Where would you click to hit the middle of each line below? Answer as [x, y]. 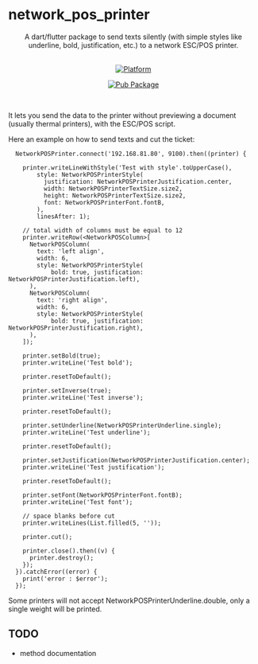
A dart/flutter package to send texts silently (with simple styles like [133, 37]
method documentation [58, 653]
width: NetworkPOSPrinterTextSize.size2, [113, 189]
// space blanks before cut [69, 516]
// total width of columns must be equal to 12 [102, 230]
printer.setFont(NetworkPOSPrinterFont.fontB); [102, 495]
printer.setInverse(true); [67, 391]
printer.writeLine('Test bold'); [78, 363]
